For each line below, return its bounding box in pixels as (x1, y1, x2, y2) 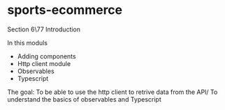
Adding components (17, 52, 76, 61)
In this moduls (7, 38, 48, 47)
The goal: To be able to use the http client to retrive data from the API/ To (7, 88, 218, 96)
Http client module (17, 59, 71, 68)
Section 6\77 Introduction (7, 25, 81, 33)
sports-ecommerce (7, 2, 123, 18)
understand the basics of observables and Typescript (7, 95, 162, 103)
